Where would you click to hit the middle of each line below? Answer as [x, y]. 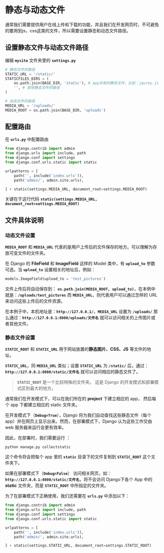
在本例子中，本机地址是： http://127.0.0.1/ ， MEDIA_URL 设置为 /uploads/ [79, 311]
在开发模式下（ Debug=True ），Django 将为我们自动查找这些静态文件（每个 [78, 415]
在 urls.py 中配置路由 [27, 139]
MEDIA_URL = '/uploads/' [30, 106]
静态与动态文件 [35, 10]
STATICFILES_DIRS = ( [27, 79]
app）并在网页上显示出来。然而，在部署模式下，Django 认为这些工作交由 [79, 421]
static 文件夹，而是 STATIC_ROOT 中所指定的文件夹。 [57, 485]
